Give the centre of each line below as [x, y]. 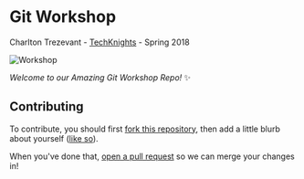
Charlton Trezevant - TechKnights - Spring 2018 [100, 42]
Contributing [47, 107]
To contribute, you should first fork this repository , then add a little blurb [145, 129]
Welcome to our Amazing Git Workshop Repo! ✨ [100, 77]
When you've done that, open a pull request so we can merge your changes [152, 156]
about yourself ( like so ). [54, 138]
